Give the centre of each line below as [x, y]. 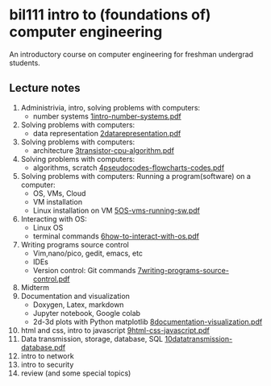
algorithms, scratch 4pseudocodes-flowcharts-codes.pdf [129, 168]
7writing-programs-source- [183, 270]
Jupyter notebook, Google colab [86, 313]
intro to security [47, 364]
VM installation [58, 201]
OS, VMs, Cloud [59, 193]
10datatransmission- [199, 338]
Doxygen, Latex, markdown [78, 305]
